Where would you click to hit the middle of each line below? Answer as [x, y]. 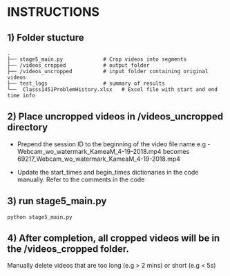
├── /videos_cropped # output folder [78, 66]
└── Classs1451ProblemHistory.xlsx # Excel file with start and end [112, 90]
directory [28, 127]
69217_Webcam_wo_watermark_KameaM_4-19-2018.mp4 [99, 159]
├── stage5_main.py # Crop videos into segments [97, 59]
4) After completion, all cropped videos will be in [114, 238]
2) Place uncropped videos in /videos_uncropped [115, 117]
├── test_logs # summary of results [86, 83]
